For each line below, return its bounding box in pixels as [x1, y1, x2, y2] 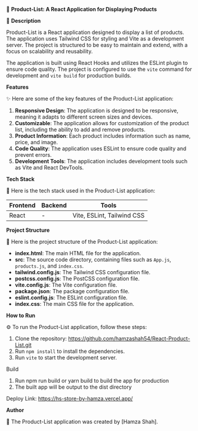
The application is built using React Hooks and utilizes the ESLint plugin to [6, 60, 188, 66]
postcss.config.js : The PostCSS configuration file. [14, 275, 140, 282]
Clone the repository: [14, 335, 67, 342]
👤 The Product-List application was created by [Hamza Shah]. [6, 418, 158, 425]
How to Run [6, 312, 36, 319]
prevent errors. [14, 151, 52, 158]
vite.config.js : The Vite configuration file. [14, 281, 117, 289]
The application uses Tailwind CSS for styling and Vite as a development [6, 35, 184, 42]
